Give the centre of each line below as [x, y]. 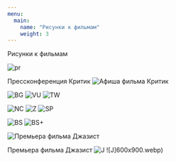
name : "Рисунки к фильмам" [60, 27]
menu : [15, 14]
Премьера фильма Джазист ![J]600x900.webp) [85, 150]
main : [22, 21]
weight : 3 [35, 34]
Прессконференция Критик [49, 82]
